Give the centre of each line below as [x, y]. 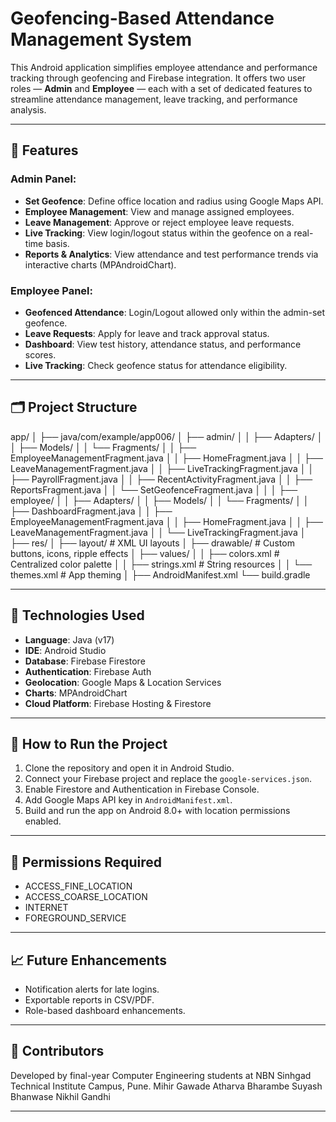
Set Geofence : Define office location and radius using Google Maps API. [174, 201]
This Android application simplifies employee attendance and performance [164, 67]
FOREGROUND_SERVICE [75, 918]
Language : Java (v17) [69, 639]
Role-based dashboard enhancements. [105, 1010]
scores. [40, 354]
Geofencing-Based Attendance [142, 18]
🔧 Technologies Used [77, 615]
